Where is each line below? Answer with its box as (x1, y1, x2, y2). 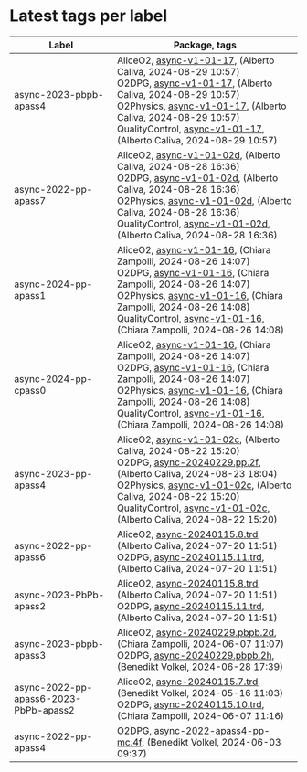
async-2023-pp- (14, 467, 93, 480)
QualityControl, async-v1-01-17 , (117, 122, 265, 135)
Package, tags (173, 38, 238, 51)
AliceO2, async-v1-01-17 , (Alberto (117, 54, 275, 67)
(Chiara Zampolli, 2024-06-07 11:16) (117, 709, 285, 722)
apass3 (14, 649, 47, 661)
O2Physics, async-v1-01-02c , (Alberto (117, 479, 292, 492)
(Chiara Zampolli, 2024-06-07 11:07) (117, 637, 285, 650)
